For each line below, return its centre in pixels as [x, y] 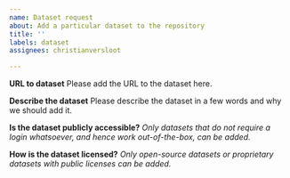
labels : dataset [39, 42]
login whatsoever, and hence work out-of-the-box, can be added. [130, 137]
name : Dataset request [51, 17]
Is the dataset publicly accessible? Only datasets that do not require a [140, 128]
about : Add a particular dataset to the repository [107, 26]
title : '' [28, 34]
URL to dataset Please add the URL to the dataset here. [111, 84]
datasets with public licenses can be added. [90, 164]
